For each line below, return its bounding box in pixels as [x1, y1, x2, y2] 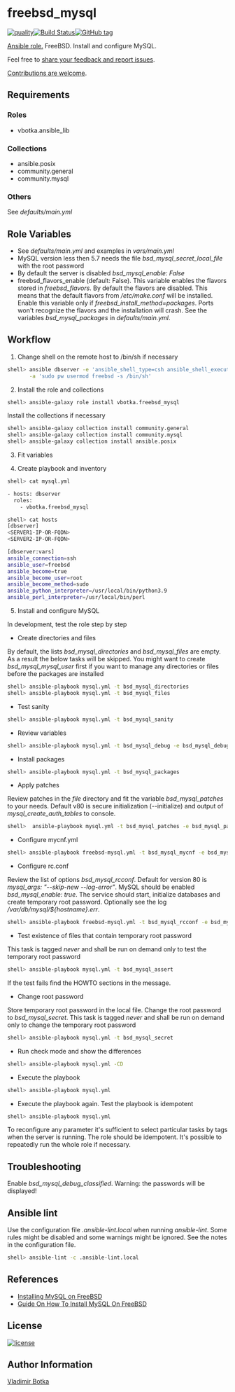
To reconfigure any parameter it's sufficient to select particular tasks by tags [7, 1126, 228, 1134]
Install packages [17, 754, 65, 763]
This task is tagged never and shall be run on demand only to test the [7, 945, 207, 953]
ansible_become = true [7, 567, 68, 575]
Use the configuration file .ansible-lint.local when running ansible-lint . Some [7, 1226, 227, 1234]
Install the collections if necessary [7, 411, 106, 420]
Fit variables [17, 450, 53, 460]
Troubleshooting [7, 1161, 82, 1173]
